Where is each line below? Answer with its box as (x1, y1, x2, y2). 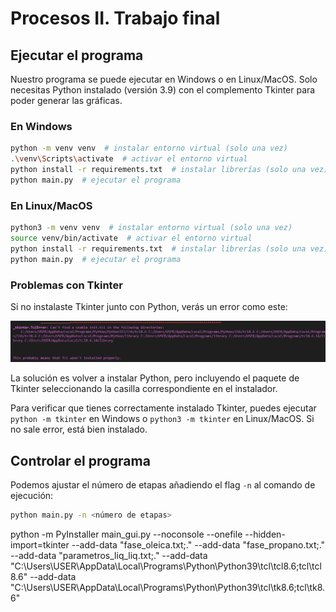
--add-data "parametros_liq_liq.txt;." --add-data (10, 550, 208, 562)
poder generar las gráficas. (10, 95, 123, 106)
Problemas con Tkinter (10, 278, 123, 292)
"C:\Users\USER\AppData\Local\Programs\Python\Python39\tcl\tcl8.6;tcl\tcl (10, 560, 322, 572)
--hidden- (244, 528, 286, 541)
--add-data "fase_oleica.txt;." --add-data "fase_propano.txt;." (71, 539, 326, 551)
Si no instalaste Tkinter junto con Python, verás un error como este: (10, 300, 288, 312)
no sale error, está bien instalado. (10, 423, 148, 436)
